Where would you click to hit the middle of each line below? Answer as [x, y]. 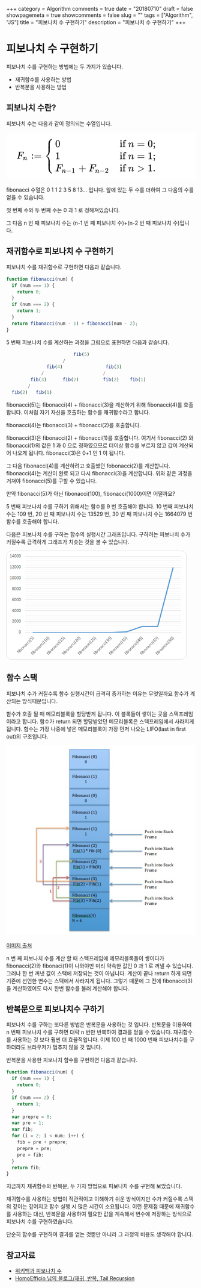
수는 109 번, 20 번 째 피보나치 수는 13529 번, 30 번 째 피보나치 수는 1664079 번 [100, 514]
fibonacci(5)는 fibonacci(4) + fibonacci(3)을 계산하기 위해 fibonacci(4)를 [94, 405]
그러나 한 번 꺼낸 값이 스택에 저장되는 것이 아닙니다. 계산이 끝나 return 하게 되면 [99, 973]
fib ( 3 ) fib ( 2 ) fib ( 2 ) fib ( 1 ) [88, 380]
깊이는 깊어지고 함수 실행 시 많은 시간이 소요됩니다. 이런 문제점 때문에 [93, 1207]
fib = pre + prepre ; [43, 1142]
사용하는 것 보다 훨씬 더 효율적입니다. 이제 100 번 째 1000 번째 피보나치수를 [100, 1040]
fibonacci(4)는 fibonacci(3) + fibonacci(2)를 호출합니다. [74, 425]
